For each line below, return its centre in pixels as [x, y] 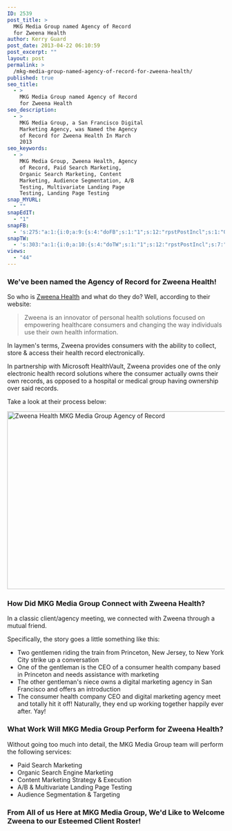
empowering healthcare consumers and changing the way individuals [123, 325]
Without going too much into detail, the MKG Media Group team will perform [115, 744]
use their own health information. [71, 332]
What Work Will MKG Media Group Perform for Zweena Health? [115, 729]
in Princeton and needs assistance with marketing [88, 675]
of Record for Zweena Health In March [75, 135]
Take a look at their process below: [57, 402]
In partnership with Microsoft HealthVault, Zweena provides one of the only [114, 366]
